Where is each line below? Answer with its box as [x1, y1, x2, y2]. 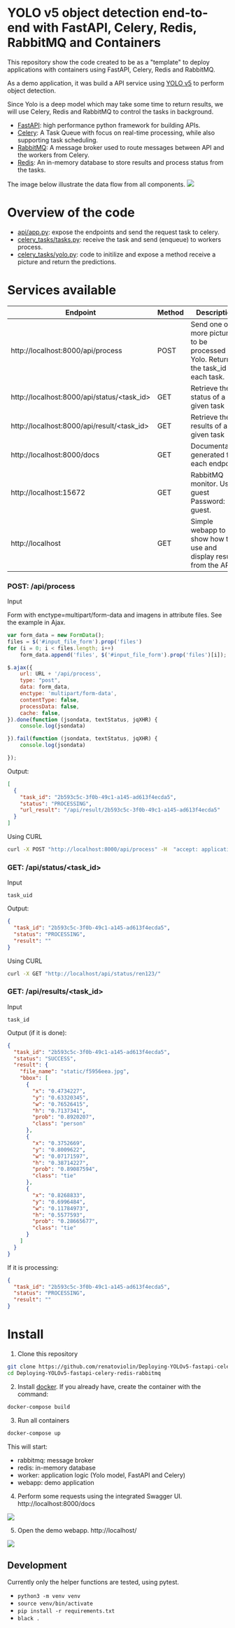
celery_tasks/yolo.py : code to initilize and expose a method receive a [17, 250, 216, 259]
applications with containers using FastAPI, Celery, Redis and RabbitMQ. [7, 65, 215, 74]
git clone [7, 1363, 36, 1371]
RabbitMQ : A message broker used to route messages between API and [17, 143, 225, 151]
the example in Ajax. [7, 618, 66, 627]
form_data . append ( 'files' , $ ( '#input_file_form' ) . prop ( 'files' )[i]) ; [20, 651, 227, 658]
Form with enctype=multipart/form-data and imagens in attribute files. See [7, 611, 222, 620]
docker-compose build [7, 1403, 71, 1410]
